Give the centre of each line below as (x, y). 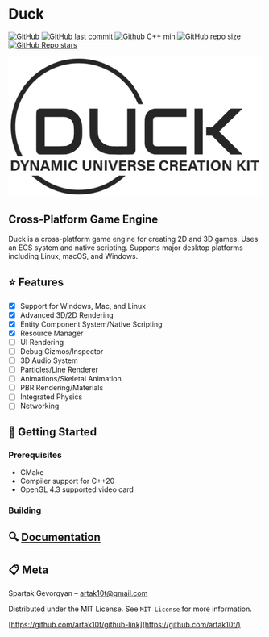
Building (25, 510)
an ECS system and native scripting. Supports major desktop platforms (126, 248)
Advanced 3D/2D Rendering (67, 314)
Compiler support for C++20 (67, 481)
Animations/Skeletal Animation (71, 379)
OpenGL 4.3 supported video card (77, 489)
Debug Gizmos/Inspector (62, 351)
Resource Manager (52, 333)
